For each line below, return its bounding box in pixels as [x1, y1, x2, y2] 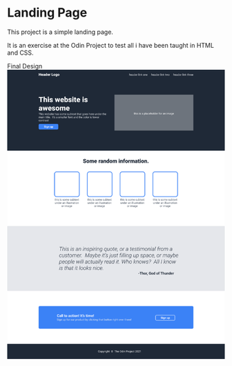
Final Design [7, 62, 43, 70]
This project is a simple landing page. [7, 28, 114, 36]
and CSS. [7, 48, 34, 57]
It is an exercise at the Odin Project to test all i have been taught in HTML [7, 41, 214, 49]
